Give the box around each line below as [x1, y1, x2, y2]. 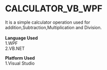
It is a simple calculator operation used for [5, 19, 90, 25]
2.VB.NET [5, 45, 25, 51]
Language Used [5, 35, 38, 41]
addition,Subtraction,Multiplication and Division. [5, 24, 102, 30]
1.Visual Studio [5, 60, 35, 66]
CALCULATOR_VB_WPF [5, 3, 103, 14]
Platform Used [5, 55, 35, 61]
